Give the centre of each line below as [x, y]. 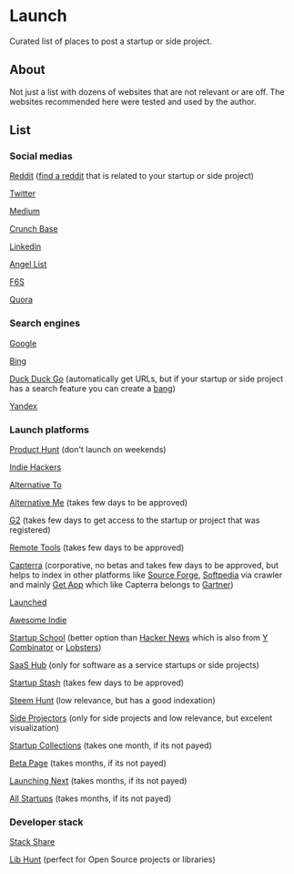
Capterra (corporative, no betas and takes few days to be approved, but [144, 566]
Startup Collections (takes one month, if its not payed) [111, 745]
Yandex [24, 406]
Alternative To [35, 485]
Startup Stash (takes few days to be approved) [97, 683]
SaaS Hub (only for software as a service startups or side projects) [134, 665]
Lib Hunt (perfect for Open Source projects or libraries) [112, 859]
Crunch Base [34, 229]
